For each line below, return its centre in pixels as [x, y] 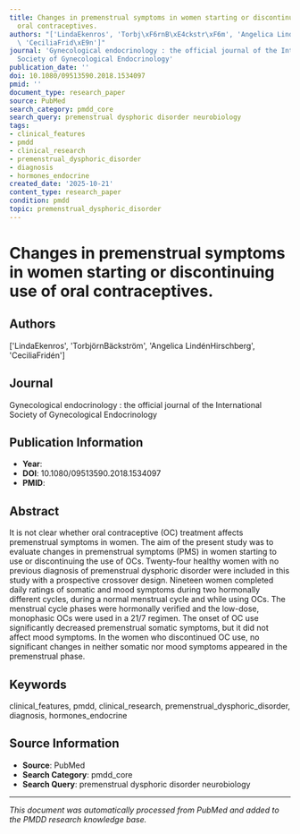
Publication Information [76, 443]
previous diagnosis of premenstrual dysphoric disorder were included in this [150, 571]
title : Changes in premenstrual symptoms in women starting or [129, 17]
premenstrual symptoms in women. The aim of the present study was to [142, 542]
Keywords [38, 684]
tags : [19, 126]
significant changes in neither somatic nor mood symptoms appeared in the [148, 647]
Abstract [34, 511]
